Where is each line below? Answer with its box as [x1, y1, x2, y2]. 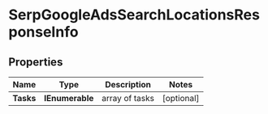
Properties [8, 55, 63, 69]
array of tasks [101, 93, 154, 103]
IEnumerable [44, 93, 94, 103]
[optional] [162, 93, 200, 103]
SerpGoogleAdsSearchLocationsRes [8, 6, 260, 24]
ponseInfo [8, 23, 79, 41]
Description [105, 79, 152, 90]
